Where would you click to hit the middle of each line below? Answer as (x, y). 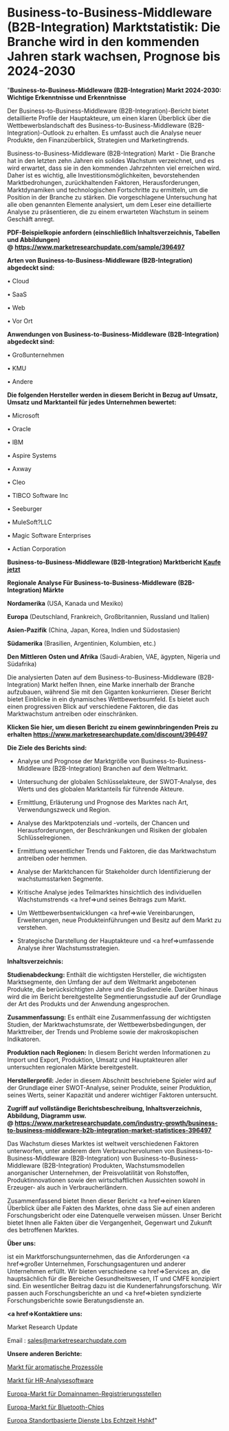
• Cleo (16, 482)
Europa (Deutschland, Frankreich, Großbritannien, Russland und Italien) (108, 616)
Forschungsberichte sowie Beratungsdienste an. (76, 1300)
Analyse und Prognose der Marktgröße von (78, 761)
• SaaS (17, 294)
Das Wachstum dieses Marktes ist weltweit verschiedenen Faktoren (103, 1144)
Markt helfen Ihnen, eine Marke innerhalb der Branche (118, 684)
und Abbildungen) (34, 239)
